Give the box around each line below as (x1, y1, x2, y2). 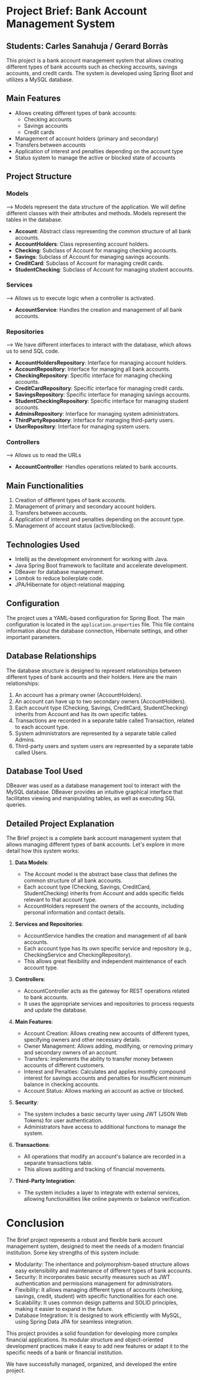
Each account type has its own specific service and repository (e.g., (23, 945, 192, 952)
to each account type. (14, 723, 69, 731)
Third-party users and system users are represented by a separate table (14, 742, 193, 749)
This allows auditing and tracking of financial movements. (23, 1166, 166, 1173)
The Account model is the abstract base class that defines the (23, 871, 177, 878)
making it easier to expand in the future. (14, 1306, 114, 1313)
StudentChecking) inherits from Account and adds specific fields (23, 890, 184, 897)
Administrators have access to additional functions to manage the (23, 1123, 186, 1131)
